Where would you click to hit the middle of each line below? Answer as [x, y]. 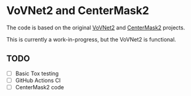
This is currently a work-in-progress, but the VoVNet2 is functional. [91, 39]
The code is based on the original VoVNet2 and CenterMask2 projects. [96, 28]
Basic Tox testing [37, 73]
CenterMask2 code [40, 87]
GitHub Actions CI [38, 80]
